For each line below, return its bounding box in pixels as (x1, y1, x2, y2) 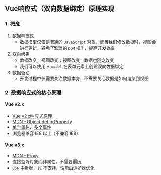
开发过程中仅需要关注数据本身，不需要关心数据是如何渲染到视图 (19, 75, 149, 81)
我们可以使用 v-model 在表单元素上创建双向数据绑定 (19, 63, 124, 69)
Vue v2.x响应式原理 (12, 113, 52, 119)
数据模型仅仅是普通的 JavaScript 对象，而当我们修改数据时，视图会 (19, 39, 156, 45)
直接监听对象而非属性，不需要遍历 (12, 159, 81, 165)
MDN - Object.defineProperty (12, 118, 72, 124)
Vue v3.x (5, 142, 24, 148)
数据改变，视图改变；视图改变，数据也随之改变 (19, 57, 114, 63)
